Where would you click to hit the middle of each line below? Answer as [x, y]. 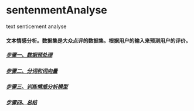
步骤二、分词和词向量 [32, 71]
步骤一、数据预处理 [29, 55]
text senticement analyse [36, 26]
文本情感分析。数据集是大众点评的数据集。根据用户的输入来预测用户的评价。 [98, 40]
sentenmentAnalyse [57, 10]
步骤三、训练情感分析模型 [37, 86]
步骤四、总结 [21, 102]
